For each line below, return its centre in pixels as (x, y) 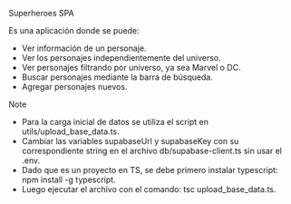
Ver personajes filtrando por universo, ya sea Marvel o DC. (131, 68)
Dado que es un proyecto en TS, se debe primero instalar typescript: (150, 170)
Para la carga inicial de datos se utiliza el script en (115, 122)
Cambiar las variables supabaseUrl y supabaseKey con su (130, 141)
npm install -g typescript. (68, 180)
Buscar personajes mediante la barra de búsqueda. (117, 77)
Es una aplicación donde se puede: (74, 30)
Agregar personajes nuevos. (74, 87)
